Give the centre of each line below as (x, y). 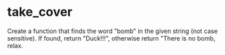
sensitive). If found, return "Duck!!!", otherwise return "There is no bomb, (111, 38)
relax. (15, 45)
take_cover (40, 12)
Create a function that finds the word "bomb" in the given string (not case (112, 31)
